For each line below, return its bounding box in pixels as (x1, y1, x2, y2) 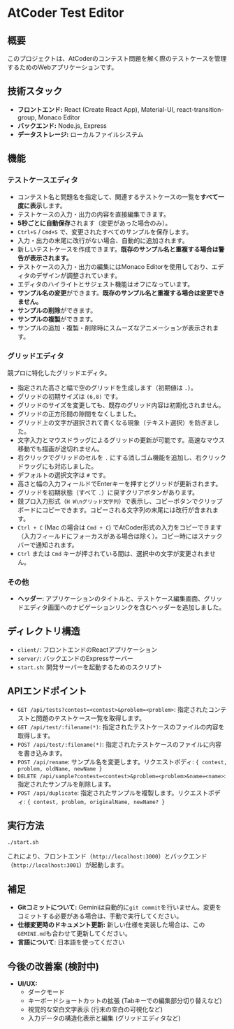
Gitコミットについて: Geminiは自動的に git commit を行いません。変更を (17, 903, 222, 912)
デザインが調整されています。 (36, 271, 121, 279)
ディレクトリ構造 (7, 625, 80, 637)
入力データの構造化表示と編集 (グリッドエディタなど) (27, 1014, 181, 1023)
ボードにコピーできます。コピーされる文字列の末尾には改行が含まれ (17, 505, 213, 514)
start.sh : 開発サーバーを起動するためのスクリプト (17, 662, 163, 671)
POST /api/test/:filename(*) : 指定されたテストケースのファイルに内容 (17, 740, 222, 748)
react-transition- (176, 105, 224, 113)
